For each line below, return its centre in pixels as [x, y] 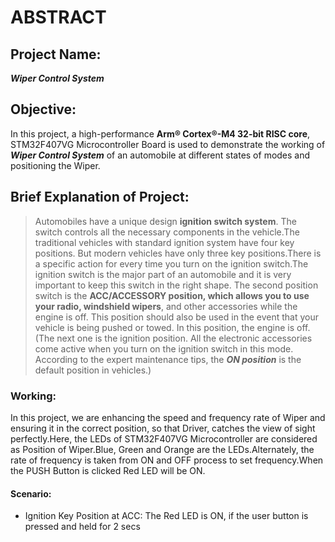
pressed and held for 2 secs [82, 527]
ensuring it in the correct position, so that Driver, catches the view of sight [163, 428]
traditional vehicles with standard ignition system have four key [164, 242]
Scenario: [31, 493]
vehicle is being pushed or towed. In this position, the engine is [164, 327]
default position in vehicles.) [93, 370]
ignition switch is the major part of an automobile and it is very [163, 274]
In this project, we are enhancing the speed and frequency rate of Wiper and [168, 417]
